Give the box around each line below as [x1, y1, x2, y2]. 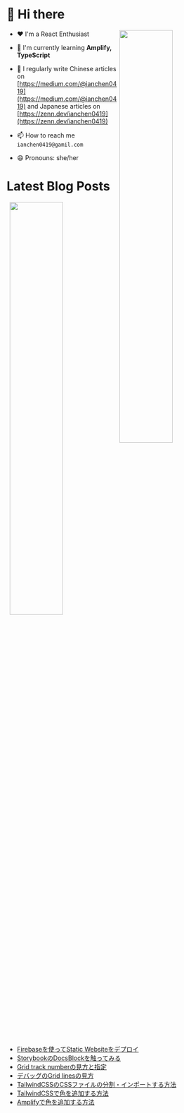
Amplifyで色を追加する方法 [16, 1097, 96, 1106]
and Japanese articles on [27, 102, 101, 110]
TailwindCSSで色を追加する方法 [16, 1089, 110, 1097]
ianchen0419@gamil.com [16, 141, 84, 148]
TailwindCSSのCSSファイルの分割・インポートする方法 [16, 1080, 177, 1088]
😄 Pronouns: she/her [16, 153, 79, 162]
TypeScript [16, 51, 51, 59]
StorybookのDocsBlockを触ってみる [16, 1054, 121, 1062]
